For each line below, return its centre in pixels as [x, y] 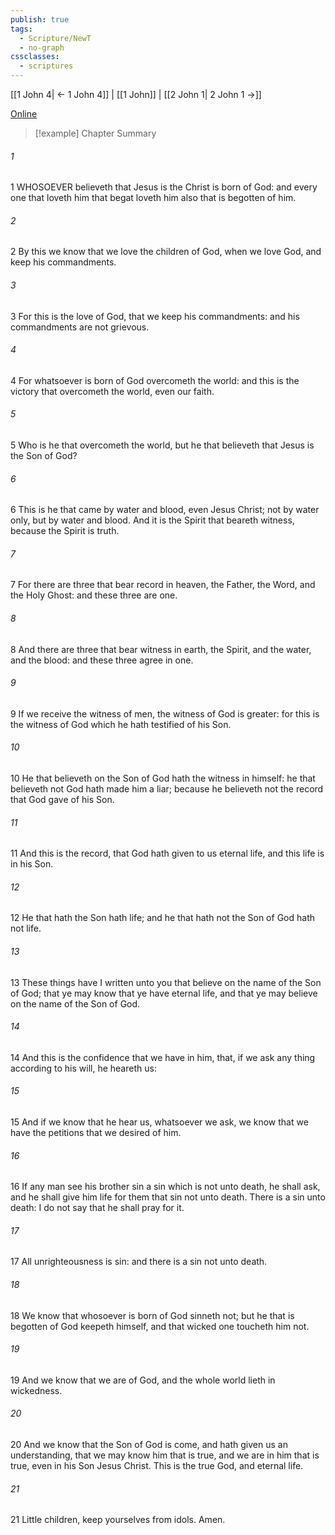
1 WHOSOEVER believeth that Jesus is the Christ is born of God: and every [164, 187]
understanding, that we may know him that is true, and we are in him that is [165, 1455]
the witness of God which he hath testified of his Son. [121, 724]
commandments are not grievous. [80, 327]
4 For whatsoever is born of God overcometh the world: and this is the [155, 380]
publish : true [40, 19]
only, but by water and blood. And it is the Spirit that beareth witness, [152, 520]
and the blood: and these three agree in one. [102, 660]
